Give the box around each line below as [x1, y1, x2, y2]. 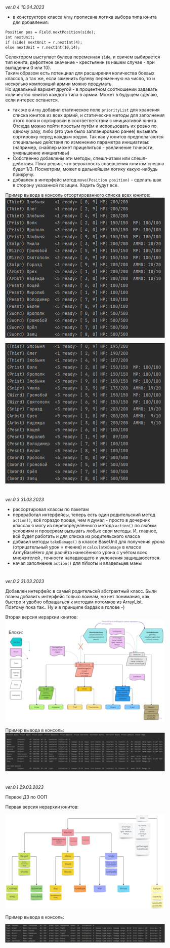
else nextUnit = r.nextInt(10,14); [5, 45, 80, 50]
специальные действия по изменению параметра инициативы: [12, 139, 150, 145]
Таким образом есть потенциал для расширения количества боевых [5, 70, 155, 76]
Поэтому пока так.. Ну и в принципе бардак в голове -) [5, 604, 125, 610]
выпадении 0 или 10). [5, 65, 52, 71]
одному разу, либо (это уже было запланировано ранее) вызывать [12, 128, 158, 134]
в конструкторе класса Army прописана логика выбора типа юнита [12, 14, 157, 20]
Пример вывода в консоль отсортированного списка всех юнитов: [5, 192, 151, 198]
